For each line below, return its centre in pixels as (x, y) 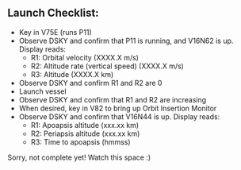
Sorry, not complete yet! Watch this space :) (79, 157)
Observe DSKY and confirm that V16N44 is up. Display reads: (119, 116)
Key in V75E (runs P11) (55, 32)
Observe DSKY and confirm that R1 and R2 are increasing (113, 99)
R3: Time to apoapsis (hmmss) (81, 141)
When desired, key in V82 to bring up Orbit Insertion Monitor (118, 108)
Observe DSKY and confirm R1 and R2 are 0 (90, 83)
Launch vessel (42, 91)
